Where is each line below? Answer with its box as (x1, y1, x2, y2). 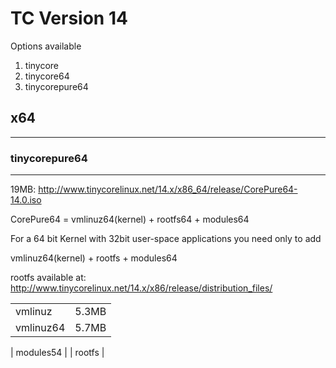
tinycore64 (24, 70, 70, 82)
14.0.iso (10, 194, 42, 206)
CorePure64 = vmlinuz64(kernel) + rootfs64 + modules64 (10, 213, 250, 226)
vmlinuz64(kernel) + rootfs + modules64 (10, 252, 178, 264)
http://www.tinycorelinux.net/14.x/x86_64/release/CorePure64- (38, 183, 298, 196)
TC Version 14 (10, 7, 128, 30)
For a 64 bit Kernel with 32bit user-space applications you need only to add (10, 233, 322, 245)
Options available (10, 40, 82, 52)
